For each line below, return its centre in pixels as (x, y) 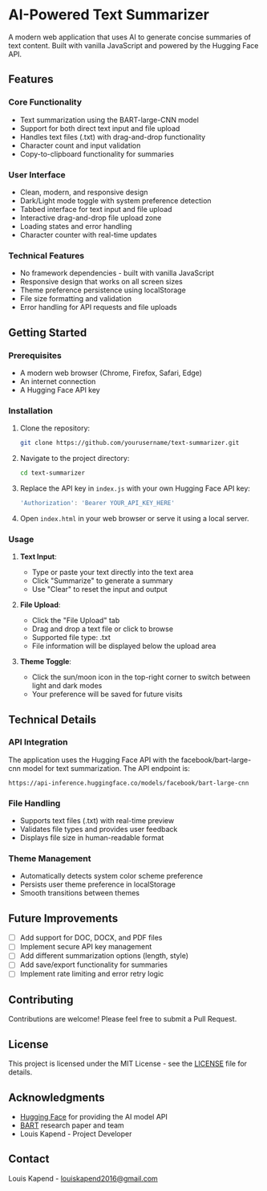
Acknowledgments (57, 1097)
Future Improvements (63, 918)
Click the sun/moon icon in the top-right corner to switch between (141, 677)
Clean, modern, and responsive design (84, 192)
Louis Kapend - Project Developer (76, 1133)
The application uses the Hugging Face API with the (94, 760)
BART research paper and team (72, 1125)
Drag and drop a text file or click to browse (103, 629)
